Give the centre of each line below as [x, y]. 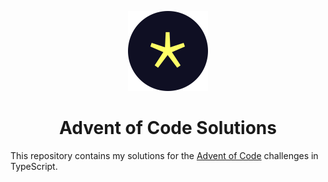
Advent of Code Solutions [168, 128]
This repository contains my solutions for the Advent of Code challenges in [164, 155]
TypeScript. [34, 166]
